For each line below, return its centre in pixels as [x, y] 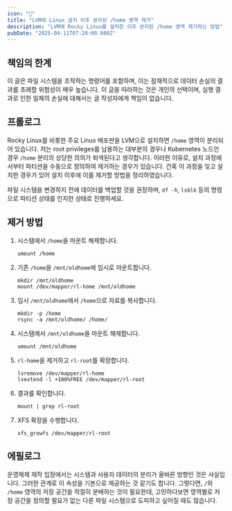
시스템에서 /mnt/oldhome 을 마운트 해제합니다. [78, 333]
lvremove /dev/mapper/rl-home [61, 373]
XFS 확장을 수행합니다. [48, 420]
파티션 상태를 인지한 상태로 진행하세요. [72, 198]
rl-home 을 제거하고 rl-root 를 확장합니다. [73, 360]
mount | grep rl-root [48, 406]
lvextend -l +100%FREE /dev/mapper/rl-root [81, 379]
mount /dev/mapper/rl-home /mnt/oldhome [76, 286]
